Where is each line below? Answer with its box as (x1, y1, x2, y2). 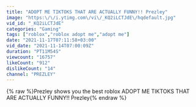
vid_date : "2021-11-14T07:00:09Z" (6, 43, 95, 49)
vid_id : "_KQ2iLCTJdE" (6, 20, 64, 26)
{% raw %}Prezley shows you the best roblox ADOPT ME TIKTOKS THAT (6, 88, 191, 95)
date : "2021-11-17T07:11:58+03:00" (6, 37, 97, 43)
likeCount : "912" (6, 60, 51, 66)
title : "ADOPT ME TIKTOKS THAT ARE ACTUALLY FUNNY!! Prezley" (6, 9, 168, 15)
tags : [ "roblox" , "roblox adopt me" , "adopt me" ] (6, 32, 130, 38)
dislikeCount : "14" (6, 65, 56, 72)
